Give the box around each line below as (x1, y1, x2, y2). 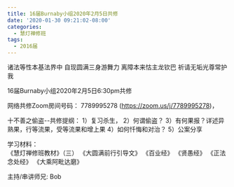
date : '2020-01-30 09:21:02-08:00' (7, 17, 111, 24)
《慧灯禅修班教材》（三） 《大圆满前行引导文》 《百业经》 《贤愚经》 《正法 (7, 148, 226, 157)
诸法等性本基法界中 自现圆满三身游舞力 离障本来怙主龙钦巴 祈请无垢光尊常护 (7, 63, 228, 71)
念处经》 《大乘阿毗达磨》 (7, 158, 83, 165)
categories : (7, 23, 42, 30)
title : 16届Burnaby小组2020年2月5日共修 (7, 10, 118, 18)
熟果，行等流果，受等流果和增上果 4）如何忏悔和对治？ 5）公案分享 (7, 125, 203, 133)
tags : (7, 36, 23, 43)
